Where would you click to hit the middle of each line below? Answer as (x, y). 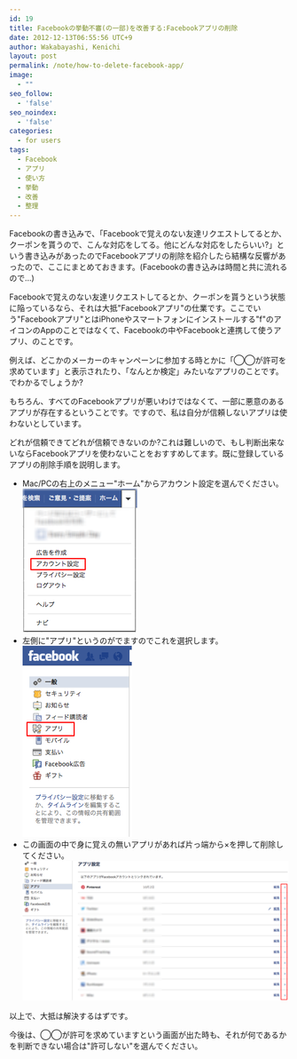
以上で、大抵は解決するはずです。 (71, 1015)
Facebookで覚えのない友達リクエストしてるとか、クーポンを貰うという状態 (148, 297)
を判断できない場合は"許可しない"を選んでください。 (106, 1046)
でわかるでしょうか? (47, 383)
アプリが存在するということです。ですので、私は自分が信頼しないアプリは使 (148, 412)
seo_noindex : (33, 112)
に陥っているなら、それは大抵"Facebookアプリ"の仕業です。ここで (131, 308)
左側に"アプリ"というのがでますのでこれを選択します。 (122, 641)
